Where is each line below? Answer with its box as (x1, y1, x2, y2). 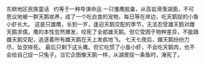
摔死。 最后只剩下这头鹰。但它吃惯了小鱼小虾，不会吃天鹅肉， (27, 43, 184, 51)
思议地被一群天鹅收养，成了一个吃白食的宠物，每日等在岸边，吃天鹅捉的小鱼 (6, 13, 199, 20)
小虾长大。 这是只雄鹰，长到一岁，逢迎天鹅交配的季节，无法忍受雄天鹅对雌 (6, 21, 195, 27)
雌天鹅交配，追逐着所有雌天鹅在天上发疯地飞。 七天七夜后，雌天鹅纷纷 (6, 36, 184, 43)
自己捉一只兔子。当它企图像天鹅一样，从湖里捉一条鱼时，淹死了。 (16, 51, 183, 58)
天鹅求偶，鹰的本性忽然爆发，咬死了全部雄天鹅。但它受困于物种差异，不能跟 (6, 28, 199, 35)
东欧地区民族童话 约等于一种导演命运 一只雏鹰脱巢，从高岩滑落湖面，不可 (6, 5, 194, 12)
